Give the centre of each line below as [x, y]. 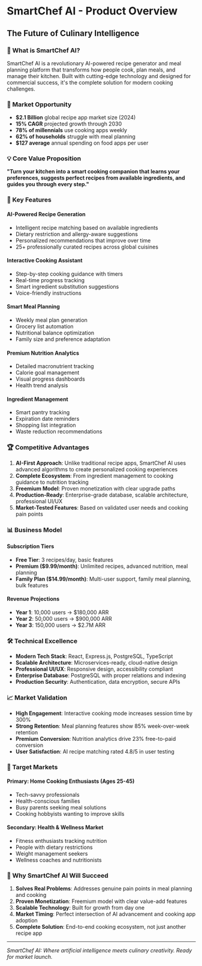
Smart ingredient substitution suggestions [67, 286]
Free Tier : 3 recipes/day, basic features [64, 560]
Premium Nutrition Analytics [43, 353]
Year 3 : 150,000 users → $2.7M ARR [60, 625]
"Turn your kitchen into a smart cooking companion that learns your [94, 172]
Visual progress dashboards [50, 379]
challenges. [21, 89]
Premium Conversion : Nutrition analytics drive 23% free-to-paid [96, 738]
